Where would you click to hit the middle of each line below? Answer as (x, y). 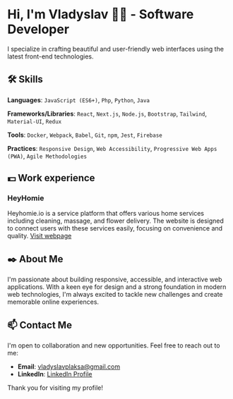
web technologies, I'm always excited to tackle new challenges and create (115, 295)
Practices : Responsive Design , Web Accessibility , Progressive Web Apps (112, 148)
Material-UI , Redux (35, 121)
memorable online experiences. (53, 302)
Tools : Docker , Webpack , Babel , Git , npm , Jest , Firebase (85, 135)
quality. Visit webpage (40, 236)
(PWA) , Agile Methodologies (47, 156)
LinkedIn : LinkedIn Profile (55, 374)
